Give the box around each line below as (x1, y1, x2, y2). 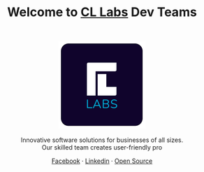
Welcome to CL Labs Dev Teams (6, 4, 198, 20)
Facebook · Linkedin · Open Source (51, 157, 153, 165)
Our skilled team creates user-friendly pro (41, 143, 163, 151)
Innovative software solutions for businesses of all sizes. (20, 136, 184, 144)
